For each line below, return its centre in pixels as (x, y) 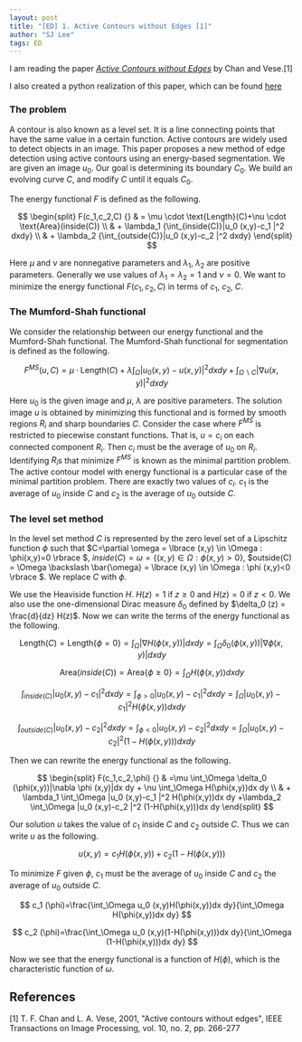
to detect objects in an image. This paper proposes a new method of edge (147, 148)
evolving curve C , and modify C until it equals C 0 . (101, 180)
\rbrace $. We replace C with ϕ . (68, 577)
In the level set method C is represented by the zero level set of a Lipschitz (148, 539)
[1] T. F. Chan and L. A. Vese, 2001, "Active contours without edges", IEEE (146, 1019)
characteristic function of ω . (62, 969)
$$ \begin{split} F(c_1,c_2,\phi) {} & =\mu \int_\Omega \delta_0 (152, 778)
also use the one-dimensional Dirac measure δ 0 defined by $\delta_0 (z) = (148, 605)
